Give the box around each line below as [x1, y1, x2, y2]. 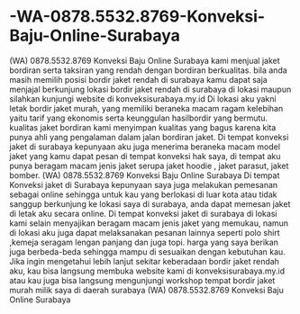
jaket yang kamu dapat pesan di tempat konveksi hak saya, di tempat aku [9, 150, 281, 161]
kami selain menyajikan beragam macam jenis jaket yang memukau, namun [9, 218, 289, 229]
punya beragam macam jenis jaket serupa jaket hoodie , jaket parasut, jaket [9, 160, 289, 171]
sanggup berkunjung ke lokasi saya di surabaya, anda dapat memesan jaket [9, 198, 291, 209]
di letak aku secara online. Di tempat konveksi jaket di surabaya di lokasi [9, 208, 277, 219]
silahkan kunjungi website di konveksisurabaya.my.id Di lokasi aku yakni [9, 93, 277, 104]
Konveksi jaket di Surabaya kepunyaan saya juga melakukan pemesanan [9, 179, 278, 190]
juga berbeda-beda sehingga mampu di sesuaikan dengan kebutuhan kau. [9, 246, 286, 257]
